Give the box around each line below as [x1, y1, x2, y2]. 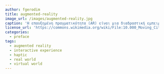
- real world [9, 57, 36, 62]
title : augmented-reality [5, 12, 58, 17]
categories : [5, 30, 29, 35]
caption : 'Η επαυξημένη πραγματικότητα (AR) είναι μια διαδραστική [5, 20, 145, 26]
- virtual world [9, 61, 42, 66]
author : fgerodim [5, 7, 41, 12]
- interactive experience [9, 48, 62, 53]
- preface [9, 35, 29, 39]
